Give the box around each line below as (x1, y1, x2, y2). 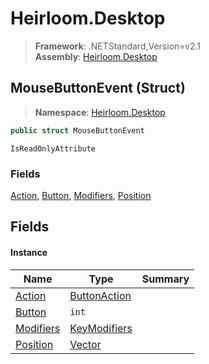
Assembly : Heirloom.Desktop (34, 50, 158, 62)
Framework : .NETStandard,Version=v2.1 (34, 40, 201, 52)
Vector (69, 337, 102, 351)
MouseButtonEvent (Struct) (10, 80, 186, 97)
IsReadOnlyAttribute (10, 143, 97, 154)
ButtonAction (69, 288, 132, 302)
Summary (141, 272, 190, 286)
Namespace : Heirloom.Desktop (34, 106, 166, 118)
